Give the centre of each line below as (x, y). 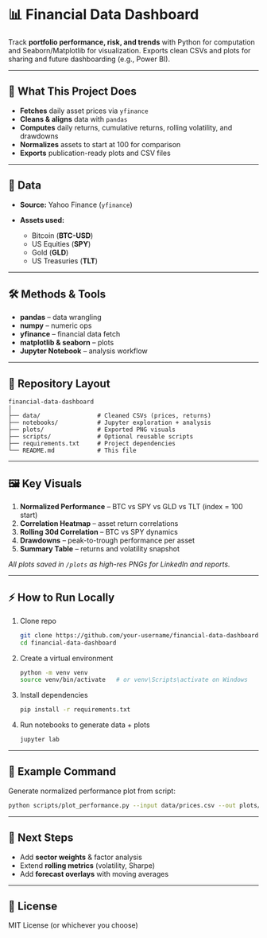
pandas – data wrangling (60, 317)
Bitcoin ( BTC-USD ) (62, 235)
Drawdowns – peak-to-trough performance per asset (107, 540)
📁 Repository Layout (59, 383)
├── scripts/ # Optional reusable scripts (101, 437)
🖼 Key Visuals (45, 483)
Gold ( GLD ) (50, 252)
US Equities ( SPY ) (61, 243)
